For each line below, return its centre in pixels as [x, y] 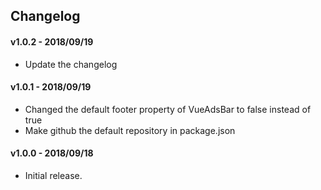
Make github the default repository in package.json [130, 130]
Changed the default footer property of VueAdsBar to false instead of [168, 109]
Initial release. [53, 175]
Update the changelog [71, 64]
